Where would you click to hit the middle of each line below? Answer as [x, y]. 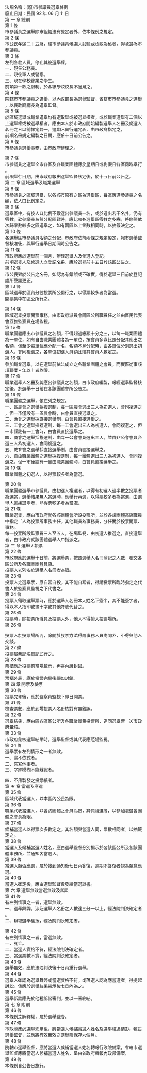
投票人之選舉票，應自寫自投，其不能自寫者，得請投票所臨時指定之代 [73, 582]
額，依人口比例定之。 [26, 201]
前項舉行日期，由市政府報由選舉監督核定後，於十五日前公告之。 [69, 176]
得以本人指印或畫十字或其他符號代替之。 [46, 607]
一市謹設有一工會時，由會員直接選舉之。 [46, 431]
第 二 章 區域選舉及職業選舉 [32, 183]
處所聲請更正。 [20, 280]
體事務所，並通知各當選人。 [33, 854]
